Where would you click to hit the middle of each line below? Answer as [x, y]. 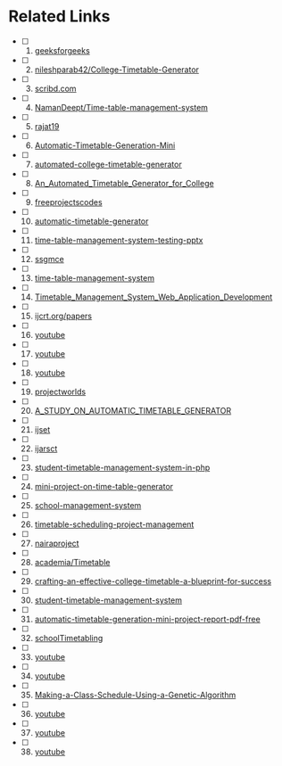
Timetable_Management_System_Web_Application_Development [153, 297]
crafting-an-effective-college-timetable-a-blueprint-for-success [153, 581]
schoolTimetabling [69, 638]
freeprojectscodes [69, 202]
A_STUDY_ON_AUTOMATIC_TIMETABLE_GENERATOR [133, 410]
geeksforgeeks [62, 50]
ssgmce [49, 259]
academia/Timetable [72, 562]
